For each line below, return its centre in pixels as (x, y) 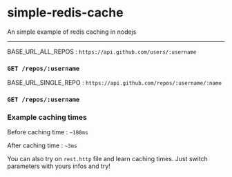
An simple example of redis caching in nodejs (72, 32)
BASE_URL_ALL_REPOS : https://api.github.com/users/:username (102, 51)
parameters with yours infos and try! (59, 166)
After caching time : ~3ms (42, 145)
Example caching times (47, 117)
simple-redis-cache (65, 13)
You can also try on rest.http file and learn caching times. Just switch (108, 159)
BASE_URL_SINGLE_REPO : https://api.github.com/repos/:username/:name (115, 83)
